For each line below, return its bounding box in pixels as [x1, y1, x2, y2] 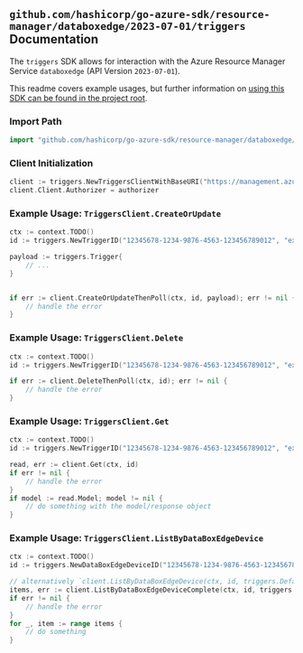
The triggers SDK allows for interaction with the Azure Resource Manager [9, 55, 286, 67]
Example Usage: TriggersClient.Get [9, 415, 170, 427]
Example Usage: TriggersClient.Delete [9, 331, 184, 344]
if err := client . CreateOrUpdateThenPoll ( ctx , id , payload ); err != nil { [9, 294, 297, 303]
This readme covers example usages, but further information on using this [9, 82, 285, 94]
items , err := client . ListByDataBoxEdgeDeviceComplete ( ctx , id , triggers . [9, 585, 297, 595]
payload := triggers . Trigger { [9, 253, 124, 262]
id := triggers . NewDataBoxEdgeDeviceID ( [9, 561, 164, 570]
